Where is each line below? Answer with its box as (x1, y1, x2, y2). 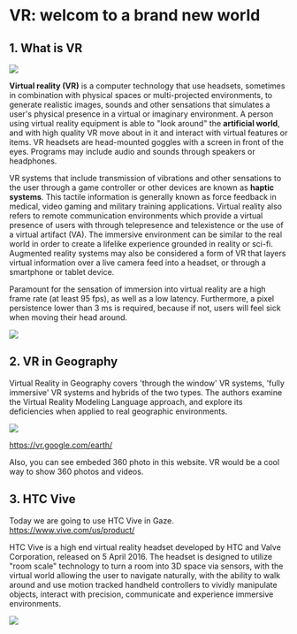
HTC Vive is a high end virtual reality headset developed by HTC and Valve (9, 541, 281, 553)
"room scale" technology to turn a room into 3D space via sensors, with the (9, 561, 284, 571)
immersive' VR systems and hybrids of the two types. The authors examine (9, 386, 283, 398)
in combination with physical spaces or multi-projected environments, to (9, 90, 272, 100)
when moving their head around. (9, 312, 128, 323)
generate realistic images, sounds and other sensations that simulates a (9, 99, 270, 110)
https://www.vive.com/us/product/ (9, 524, 135, 535)
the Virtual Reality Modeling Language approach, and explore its (9, 396, 243, 407)
